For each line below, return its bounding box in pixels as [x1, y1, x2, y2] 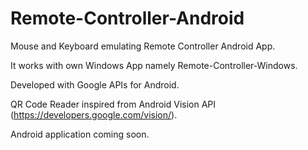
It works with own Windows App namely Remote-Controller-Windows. [10, 59, 298, 71]
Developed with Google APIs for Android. [10, 78, 180, 91]
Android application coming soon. [10, 128, 150, 140]
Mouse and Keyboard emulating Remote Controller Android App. [10, 40, 276, 52]
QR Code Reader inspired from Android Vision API [10, 98, 217, 110]
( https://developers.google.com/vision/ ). [10, 108, 178, 121]
